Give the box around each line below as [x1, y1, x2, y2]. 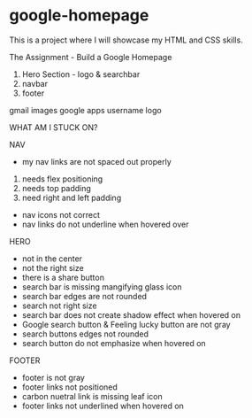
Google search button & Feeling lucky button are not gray [21, 319, 232, 329]
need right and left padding [21, 192, 122, 203]
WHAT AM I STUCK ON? [9, 121, 98, 133]
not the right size [21, 262, 84, 273]
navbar [21, 78, 49, 89]
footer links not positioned [21, 382, 118, 392]
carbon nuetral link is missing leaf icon [21, 391, 163, 401]
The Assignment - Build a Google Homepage [9, 51, 172, 62]
